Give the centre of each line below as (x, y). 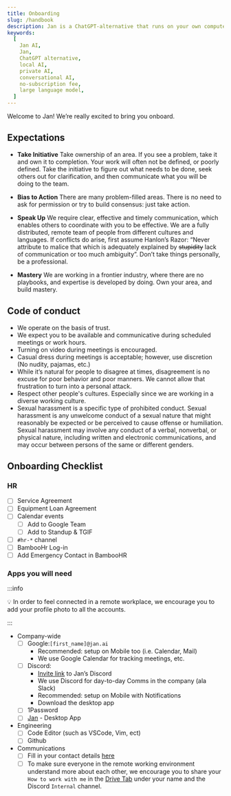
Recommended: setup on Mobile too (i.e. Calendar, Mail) (117, 652)
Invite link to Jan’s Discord (75, 674)
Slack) (47, 688)
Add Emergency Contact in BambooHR (72, 555)
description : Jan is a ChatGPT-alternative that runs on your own (104, 26)
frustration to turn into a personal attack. (74, 386)
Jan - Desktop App (54, 718)
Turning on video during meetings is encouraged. (87, 349)
